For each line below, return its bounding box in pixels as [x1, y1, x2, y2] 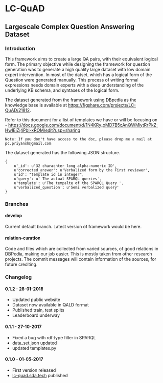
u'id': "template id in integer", [14, 172, 84, 177]
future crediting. [5, 261, 38, 268]
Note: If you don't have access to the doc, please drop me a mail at [5, 137, 152, 141]
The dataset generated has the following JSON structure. [5, 149, 120, 155]
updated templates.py [12, 345, 57, 351]
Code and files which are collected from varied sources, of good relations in [5, 246, 159, 252]
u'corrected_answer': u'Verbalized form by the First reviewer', [14, 167, 150, 172]
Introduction [5, 45, 35, 52]
